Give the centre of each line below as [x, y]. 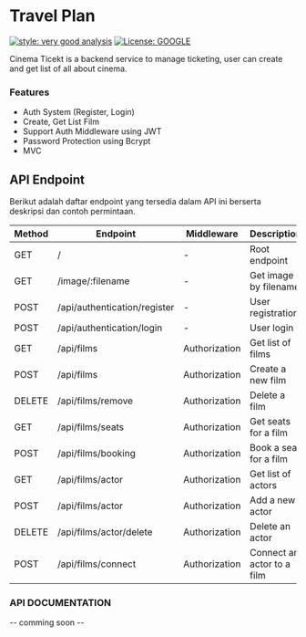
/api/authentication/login [110, 328]
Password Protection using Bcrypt [87, 141]
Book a [265, 448]
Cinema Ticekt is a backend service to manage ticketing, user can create [146, 58]
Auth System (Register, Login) [78, 112]
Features [30, 92]
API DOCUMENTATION [61, 602]
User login [272, 328]
